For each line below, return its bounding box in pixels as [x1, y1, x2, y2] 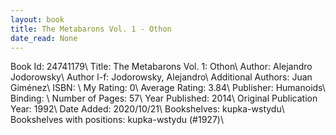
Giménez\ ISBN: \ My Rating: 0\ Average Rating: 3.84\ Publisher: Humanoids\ [10, 82, 326, 94]
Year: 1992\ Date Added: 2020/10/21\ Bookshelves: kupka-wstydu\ [10, 103, 285, 115]
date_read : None [10, 33, 78, 43]
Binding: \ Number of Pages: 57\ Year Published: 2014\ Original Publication [10, 92, 318, 105]
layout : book [10, 14, 65, 25]
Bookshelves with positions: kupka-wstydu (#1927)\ [10, 114, 224, 126]
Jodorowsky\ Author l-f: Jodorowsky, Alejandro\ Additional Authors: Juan [10, 71, 313, 83]
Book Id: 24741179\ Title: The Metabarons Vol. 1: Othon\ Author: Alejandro [10, 61, 313, 73]
